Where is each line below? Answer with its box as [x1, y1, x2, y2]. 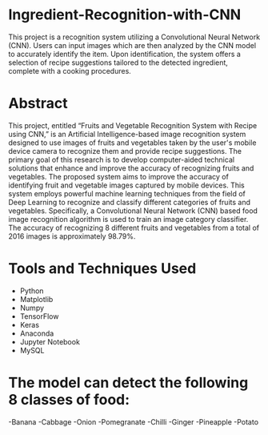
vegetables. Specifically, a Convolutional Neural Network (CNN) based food [8, 206, 258, 215]
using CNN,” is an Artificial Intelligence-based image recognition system [8, 129, 246, 139]
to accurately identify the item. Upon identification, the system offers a [8, 49, 242, 58]
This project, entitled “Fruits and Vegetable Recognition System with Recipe [8, 120, 258, 130]
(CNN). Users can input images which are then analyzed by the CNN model [8, 40, 257, 50]
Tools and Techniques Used [8, 260, 197, 278]
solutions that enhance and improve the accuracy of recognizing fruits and [8, 163, 254, 173]
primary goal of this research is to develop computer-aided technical [8, 155, 234, 164]
